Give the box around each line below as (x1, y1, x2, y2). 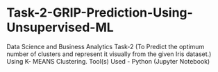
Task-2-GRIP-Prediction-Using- (6, 5, 194, 21)
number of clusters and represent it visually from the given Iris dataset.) (6, 50, 212, 58)
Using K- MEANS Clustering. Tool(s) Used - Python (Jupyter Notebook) (6, 57, 210, 65)
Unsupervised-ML (6, 19, 114, 35)
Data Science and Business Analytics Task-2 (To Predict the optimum (6, 42, 205, 51)
